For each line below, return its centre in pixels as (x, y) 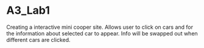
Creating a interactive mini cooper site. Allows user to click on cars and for (100, 27)
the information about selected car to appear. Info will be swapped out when (102, 33)
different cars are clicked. (39, 40)
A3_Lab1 (28, 10)
